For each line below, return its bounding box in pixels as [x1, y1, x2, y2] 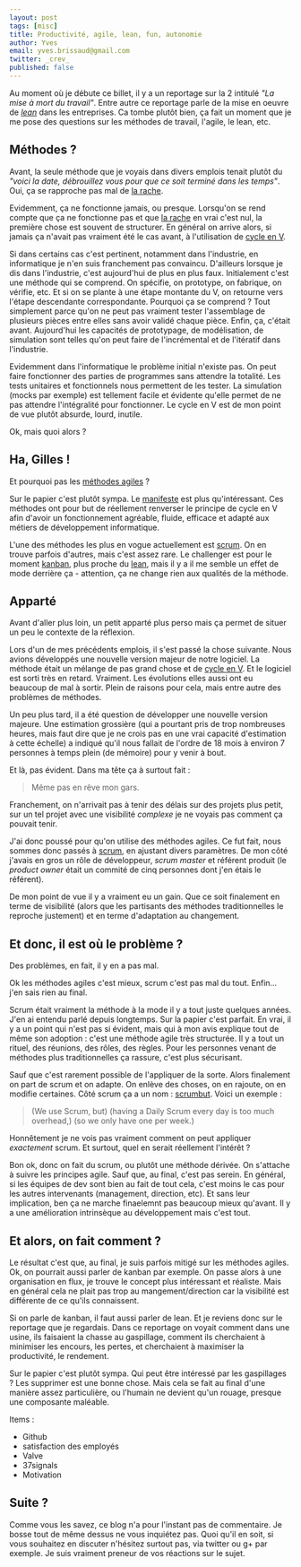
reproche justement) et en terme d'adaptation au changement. [9, 911, 240, 922]
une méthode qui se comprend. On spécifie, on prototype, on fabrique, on [9, 277, 282, 288]
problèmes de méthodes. [9, 692, 102, 703]
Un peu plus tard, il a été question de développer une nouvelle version [9, 709, 269, 720]
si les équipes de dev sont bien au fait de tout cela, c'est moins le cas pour [9, 1179, 285, 1190]
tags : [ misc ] [9, 22, 58, 30]
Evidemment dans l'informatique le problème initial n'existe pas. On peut [9, 360, 277, 372]
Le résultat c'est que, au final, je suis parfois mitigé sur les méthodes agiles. [9, 1257, 289, 1268]
